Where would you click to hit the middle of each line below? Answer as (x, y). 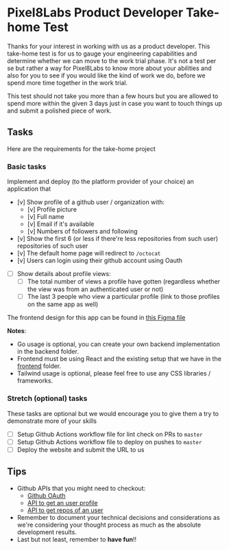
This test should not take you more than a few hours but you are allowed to (113, 96)
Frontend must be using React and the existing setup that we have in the (119, 359)
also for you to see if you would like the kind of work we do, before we (106, 75)
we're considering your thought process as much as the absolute (109, 525)
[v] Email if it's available (61, 224)
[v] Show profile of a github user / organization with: (91, 202)
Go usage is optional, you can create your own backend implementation (119, 344)
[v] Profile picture (52, 209)
